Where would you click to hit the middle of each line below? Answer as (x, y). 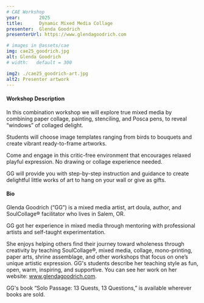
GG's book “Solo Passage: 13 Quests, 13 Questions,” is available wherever (99, 288)
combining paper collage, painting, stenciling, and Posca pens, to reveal (97, 119)
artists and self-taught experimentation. (56, 232)
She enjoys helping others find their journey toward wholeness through (95, 243)
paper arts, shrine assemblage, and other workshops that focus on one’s (97, 257)
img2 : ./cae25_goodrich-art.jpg (47, 74)
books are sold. (26, 294)
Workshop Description (36, 99)
